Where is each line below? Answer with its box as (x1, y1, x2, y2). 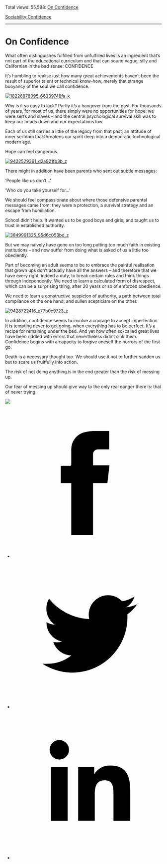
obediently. (5, 252, 28, 258)
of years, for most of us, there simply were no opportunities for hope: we (5, 108, 154, 114)
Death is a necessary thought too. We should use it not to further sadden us (5, 354, 161, 360)
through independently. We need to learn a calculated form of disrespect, (5, 278, 156, 284)
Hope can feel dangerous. (5, 148, 59, 154)
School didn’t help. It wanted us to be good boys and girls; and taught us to (5, 217, 159, 223)
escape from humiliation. (5, 207, 56, 214)
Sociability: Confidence (5, 14, 52, 19)
